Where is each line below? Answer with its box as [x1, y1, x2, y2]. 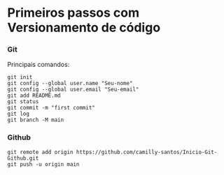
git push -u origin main [7, 160, 80, 168]
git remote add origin [7, 149, 73, 155]
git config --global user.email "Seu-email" [7, 86, 139, 93]
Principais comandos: [7, 61, 70, 69]
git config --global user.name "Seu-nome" [7, 80, 133, 87]
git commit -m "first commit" [7, 105, 96, 112]
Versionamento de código [7, 20, 161, 36]
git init [7, 74, 33, 81]
